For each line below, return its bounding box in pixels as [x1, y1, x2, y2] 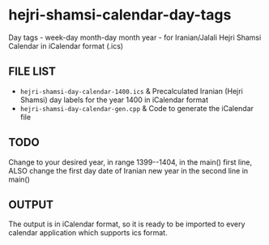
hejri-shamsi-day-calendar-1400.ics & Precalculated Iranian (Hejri [19, 86, 243, 96]
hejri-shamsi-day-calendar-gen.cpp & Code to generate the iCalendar [19, 103, 254, 113]
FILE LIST [8, 65, 57, 79]
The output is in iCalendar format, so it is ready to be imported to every [8, 219, 246, 229]
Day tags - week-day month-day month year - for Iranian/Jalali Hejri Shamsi [8, 32, 262, 42]
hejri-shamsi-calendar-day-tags [8, 6, 232, 24]
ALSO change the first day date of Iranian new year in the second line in [8, 165, 249, 175]
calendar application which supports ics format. [8, 228, 168, 238]
